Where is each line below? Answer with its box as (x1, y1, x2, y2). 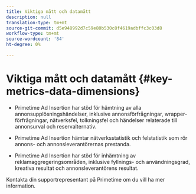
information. (6, 182, 36, 189)
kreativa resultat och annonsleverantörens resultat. (14, 165, 139, 172)
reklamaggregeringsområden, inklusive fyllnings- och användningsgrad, (14, 158, 190, 165)
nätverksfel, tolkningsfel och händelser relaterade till (50, 116, 178, 124)
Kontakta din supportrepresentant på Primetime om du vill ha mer (6, 176, 165, 183)
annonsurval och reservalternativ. (14, 123, 97, 130)
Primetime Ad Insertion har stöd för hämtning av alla (14, 104, 142, 111)
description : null (6, 14, 51, 20)
